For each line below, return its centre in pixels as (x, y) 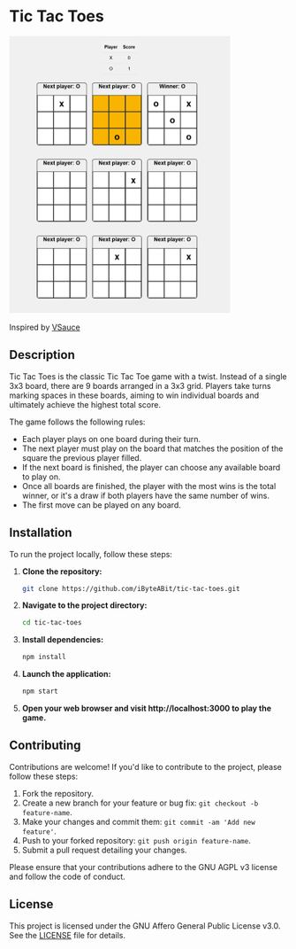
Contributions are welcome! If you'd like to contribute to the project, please (146, 766)
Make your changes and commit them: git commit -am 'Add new (139, 821)
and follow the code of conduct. (67, 876)
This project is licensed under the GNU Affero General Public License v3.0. (145, 926)
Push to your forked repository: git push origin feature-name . (137, 840)
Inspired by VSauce (45, 327)
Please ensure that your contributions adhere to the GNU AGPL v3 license (144, 867)
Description (42, 355)
